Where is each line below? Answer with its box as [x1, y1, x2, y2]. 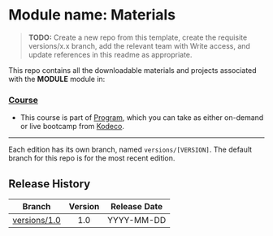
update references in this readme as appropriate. [28, 49, 193, 59]
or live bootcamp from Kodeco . [19, 122, 124, 131]
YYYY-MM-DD [106, 215, 167, 226]
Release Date [110, 201, 163, 212]
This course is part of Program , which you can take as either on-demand [19, 113, 264, 122]
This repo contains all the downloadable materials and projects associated [8, 65, 258, 75]
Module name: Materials [8, 6, 176, 24]
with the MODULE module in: [8, 74, 106, 84]
